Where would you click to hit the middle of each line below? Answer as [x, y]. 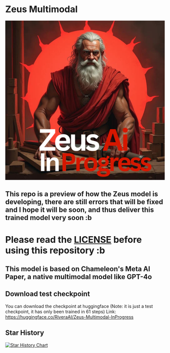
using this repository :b [55, 250]
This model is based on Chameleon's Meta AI [78, 269]
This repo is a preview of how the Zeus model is [82, 194]
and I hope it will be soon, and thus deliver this [80, 210]
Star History [25, 333]
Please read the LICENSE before [74, 239]
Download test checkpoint [48, 294]
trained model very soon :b [49, 218]
